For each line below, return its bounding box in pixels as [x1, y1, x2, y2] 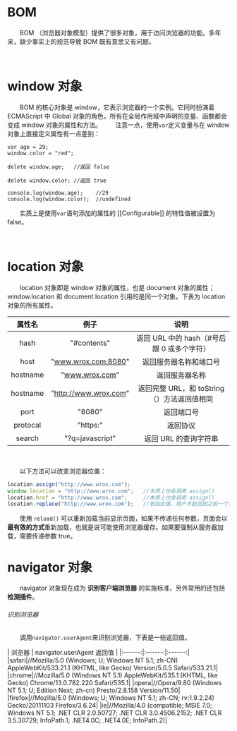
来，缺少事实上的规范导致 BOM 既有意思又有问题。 [7, 37, 155, 46]
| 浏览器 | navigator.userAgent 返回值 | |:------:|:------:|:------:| [7, 648, 190, 657]
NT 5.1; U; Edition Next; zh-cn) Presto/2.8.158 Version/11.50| [7, 686, 181, 695]
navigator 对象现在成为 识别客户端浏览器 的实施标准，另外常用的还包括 [19, 584, 226, 593]
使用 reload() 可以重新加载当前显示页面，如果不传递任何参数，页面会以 [19, 514, 228, 523]
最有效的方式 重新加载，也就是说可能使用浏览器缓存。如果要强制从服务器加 [7, 523, 224, 531]
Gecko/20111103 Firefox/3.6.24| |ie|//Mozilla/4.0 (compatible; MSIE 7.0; [7, 701, 213, 710]
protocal [13, 420, 42, 430]
